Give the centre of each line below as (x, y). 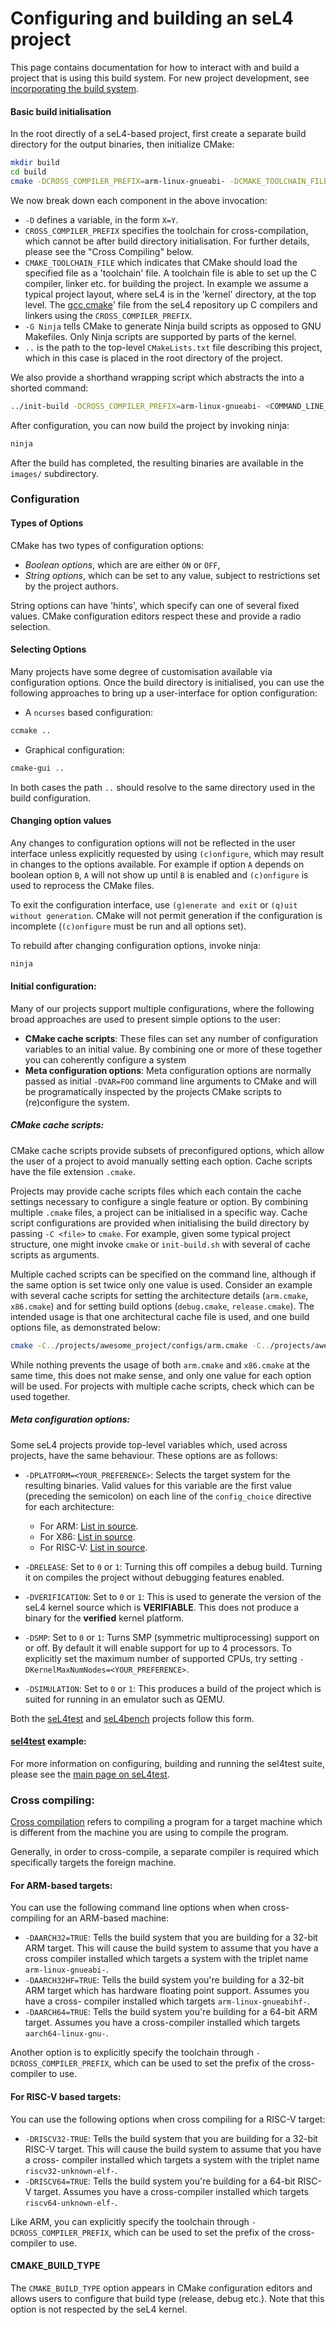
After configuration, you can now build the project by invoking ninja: (150, 425)
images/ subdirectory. (55, 473)
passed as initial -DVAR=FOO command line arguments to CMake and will (170, 1081)
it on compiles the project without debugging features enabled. (154, 1577)
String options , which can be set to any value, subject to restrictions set (172, 575)
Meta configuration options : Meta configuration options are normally (168, 1070)
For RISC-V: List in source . (93, 1547)
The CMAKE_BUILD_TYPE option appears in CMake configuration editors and (161, 2288)
